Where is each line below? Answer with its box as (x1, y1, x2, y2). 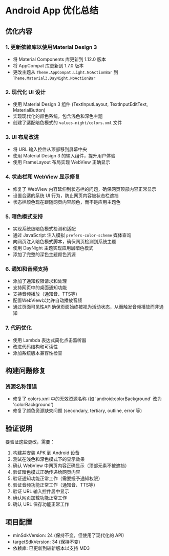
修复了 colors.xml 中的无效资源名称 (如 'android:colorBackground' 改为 (12, 396, 162, 402)
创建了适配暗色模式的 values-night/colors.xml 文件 (12, 119, 122, 126)
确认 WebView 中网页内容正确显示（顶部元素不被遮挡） (12, 462, 130, 469)
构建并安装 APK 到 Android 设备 (12, 450, 80, 456)
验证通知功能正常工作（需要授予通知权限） (12, 475, 103, 481)
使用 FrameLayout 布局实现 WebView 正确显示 (12, 159, 110, 165)
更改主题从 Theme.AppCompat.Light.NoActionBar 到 (12, 69, 118, 75)
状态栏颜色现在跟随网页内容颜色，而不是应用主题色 (12, 199, 121, 205)
